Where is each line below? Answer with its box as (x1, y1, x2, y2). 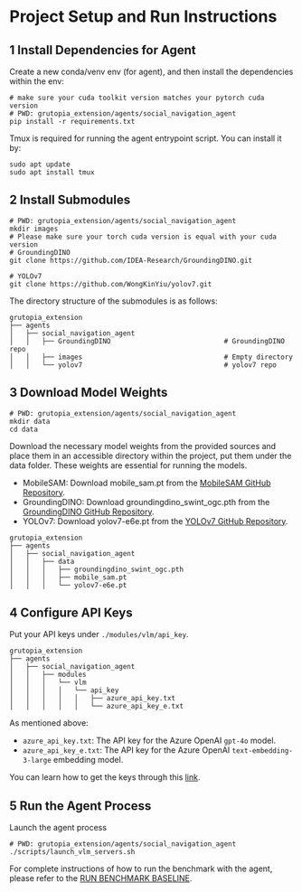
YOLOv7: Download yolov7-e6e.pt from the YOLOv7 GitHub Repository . (22, 515, 288, 526)
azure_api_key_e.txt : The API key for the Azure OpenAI (22, 745, 231, 756)
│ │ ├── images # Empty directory (9, 352, 294, 361)
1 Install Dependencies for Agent (9, 42, 196, 58)
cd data (9, 425, 39, 434)
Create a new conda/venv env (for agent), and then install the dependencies (9, 66, 294, 77)
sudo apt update (9, 160, 71, 169)
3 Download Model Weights (9, 385, 168, 400)
